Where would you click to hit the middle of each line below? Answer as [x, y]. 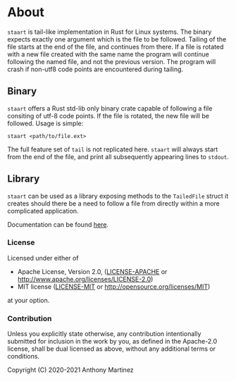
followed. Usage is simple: [45, 123]
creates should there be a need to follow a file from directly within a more [114, 203]
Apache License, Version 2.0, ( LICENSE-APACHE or [92, 271]
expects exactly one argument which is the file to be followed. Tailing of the [117, 39]
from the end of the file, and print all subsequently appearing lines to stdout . [118, 156]
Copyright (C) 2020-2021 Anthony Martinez [70, 370]
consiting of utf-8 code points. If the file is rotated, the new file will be [108, 115]
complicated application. [43, 211]
